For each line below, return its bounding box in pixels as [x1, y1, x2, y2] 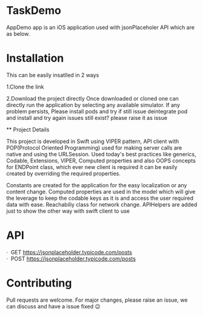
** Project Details [6, 125, 50, 133]
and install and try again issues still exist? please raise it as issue [6, 114, 168, 121]
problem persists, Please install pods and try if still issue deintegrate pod [6, 107, 188, 115]
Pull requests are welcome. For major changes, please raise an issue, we [6, 296, 188, 303]
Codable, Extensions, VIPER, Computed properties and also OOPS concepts [6, 157, 196, 164]
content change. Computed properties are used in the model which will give [6, 188, 196, 195]
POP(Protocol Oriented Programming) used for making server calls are [6, 144, 182, 151]
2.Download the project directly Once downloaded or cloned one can [6, 94, 179, 102]
